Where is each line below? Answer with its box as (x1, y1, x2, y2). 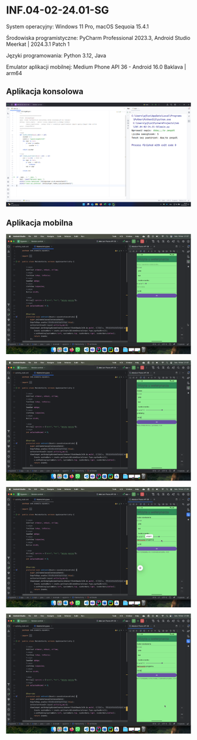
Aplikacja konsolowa (6, 86, 84, 97)
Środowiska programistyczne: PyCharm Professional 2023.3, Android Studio (6, 34, 191, 41)
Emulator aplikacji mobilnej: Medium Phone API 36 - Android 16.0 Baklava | (6, 63, 186, 70)
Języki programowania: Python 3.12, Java (6, 52, 107, 59)
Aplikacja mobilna (6, 218, 73, 228)
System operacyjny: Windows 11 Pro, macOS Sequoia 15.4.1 (6, 23, 149, 30)
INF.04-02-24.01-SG (6, 4, 110, 17)
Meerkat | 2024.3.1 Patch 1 (6, 41, 70, 48)
